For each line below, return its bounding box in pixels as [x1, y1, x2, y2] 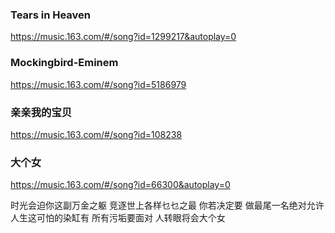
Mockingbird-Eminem [10, 56, 119, 70]
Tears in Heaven [10, 8, 92, 22]
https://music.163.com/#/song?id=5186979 [10, 78, 187, 90]
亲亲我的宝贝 [10, 105, 73, 119]
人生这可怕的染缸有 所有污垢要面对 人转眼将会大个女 [10, 212, 226, 224]
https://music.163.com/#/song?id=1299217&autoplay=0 [10, 31, 237, 43]
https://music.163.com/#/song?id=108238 [10, 128, 183, 140]
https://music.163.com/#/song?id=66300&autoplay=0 [10, 179, 231, 191]
